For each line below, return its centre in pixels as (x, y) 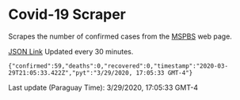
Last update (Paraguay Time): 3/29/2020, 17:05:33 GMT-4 (103, 87)
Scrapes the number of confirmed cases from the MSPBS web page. (120, 36)
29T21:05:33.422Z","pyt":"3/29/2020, (70, 72)
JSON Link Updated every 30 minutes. (71, 51)
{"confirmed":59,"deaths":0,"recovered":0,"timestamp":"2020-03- (118, 66)
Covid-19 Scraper (67, 15)
